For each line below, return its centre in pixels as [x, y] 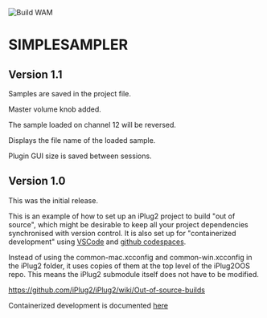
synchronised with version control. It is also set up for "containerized [122, 233]
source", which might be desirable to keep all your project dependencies [128, 224]
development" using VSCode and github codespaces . [97, 242]
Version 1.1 [35, 74]
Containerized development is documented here [88, 305]
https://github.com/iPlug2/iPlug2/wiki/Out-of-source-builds [107, 290]
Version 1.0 [37, 181]
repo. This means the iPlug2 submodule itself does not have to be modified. [134, 274]
